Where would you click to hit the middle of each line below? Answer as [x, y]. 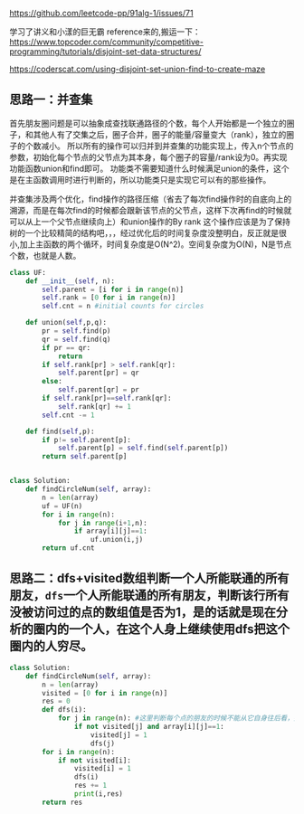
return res [62, 802]
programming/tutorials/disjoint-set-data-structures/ [105, 52]
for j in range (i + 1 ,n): [102, 523]
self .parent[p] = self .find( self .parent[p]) [143, 448]
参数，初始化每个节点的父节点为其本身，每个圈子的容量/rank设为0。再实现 [148, 156]
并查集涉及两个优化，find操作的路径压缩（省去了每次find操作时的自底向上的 [151, 199]
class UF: [28, 272]
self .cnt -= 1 [68, 415]
